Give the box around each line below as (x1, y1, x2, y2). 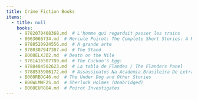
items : (6, 14, 22, 20)
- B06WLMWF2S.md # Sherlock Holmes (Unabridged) (19, 80, 144, 86)
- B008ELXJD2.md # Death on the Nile (19, 52, 115, 58)
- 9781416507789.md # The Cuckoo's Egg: (19, 58, 123, 64)
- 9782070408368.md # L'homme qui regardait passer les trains (19, 31, 181, 36)
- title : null (11, 19, 46, 25)
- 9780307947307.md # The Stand (19, 47, 101, 53)
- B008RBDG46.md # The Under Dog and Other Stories (19, 74, 151, 80)
